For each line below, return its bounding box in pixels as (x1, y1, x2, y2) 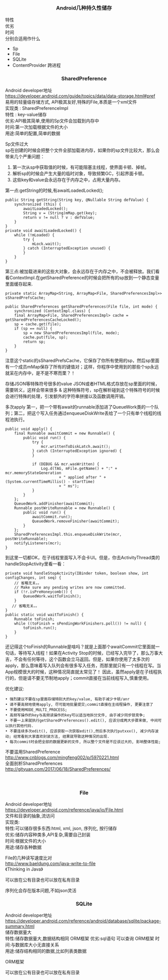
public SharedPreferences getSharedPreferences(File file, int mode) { (5, 304, 157, 309)
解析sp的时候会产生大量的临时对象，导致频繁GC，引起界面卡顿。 (12, 170, 147, 176)
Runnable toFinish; (14, 617, 55, 622)
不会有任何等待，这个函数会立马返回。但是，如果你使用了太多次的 (13, 656, 150, 662)
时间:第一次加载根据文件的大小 (5, 124, 68, 130)
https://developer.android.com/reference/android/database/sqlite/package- (5, 918, 161, 924)
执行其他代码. (8, 723, 34, 728)
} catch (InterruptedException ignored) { (31, 448, 122, 453)
